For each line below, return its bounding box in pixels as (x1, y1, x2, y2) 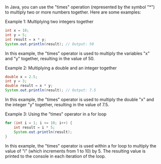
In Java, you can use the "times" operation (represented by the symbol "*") (5, 4, 155, 10)
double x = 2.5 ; (5, 74, 38, 79)
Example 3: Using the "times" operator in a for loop (5, 111, 107, 117)
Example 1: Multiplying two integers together (5, 19, 94, 24)
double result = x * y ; (5, 83, 53, 88)
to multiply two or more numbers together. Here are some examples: (5, 9, 141, 15)
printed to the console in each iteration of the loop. (5, 153, 106, 159)
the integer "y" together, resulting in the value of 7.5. (5, 102, 109, 107)
